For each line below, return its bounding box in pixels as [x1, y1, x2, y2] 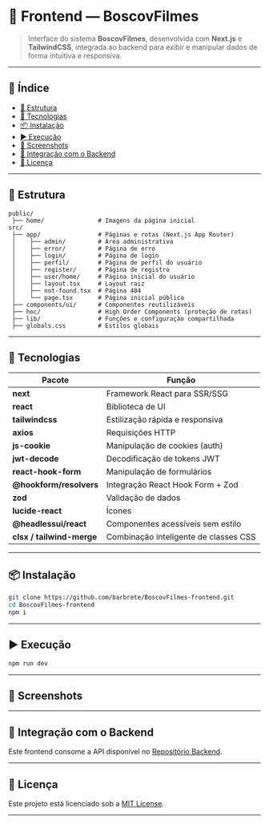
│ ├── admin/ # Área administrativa [11, 237, 174, 245]
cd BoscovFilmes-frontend [8, 601, 94, 609]
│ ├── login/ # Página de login [11, 252, 159, 260]
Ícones [106, 505, 132, 516]
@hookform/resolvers [12, 479, 98, 491]
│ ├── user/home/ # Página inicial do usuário [11, 273, 195, 281]
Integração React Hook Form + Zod [106, 479, 239, 491]
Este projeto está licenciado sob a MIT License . [8, 798, 164, 808]
